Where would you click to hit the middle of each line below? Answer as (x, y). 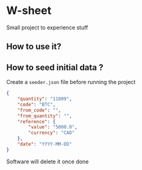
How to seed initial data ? (55, 67)
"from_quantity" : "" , (44, 116)
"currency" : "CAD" (51, 133)
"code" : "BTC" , (37, 104)
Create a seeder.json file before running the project (71, 82)
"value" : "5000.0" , (53, 127)
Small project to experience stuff (47, 27)
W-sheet (29, 11)
